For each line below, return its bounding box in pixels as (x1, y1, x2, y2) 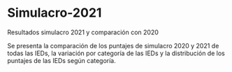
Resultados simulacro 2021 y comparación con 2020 (7, 28, 159, 36)
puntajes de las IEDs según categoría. (7, 56, 117, 64)
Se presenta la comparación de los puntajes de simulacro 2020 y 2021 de (7, 41, 219, 50)
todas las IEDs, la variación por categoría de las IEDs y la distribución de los (7, 49, 225, 57)
